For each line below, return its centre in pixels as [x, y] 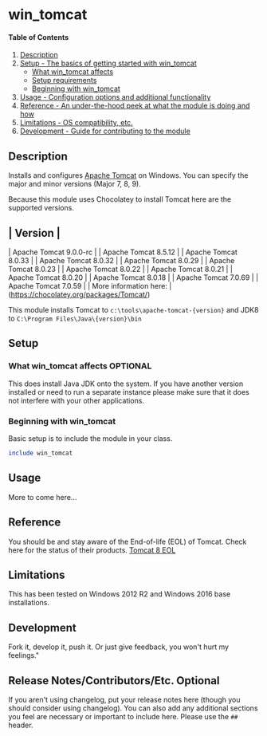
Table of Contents [39, 37]
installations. [29, 603]
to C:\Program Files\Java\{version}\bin [75, 319]
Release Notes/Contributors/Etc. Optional [114, 681]
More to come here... [43, 497]
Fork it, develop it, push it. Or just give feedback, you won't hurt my [119, 647]
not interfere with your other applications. [77, 400]
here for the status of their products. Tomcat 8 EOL [92, 550]
